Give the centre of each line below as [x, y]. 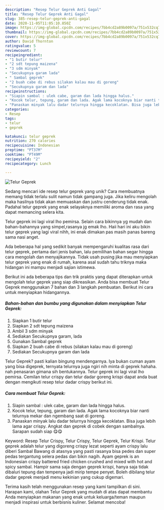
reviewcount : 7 [20, 50]
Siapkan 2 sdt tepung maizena [43, 326]
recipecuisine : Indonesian [32, 145]
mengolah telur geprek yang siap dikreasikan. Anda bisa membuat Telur [77, 282]
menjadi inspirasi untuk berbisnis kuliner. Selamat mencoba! [65, 502]
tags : [10, 118]
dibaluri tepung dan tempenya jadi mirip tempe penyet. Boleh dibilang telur [80, 472]
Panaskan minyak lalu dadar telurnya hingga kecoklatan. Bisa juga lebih [84, 421]
